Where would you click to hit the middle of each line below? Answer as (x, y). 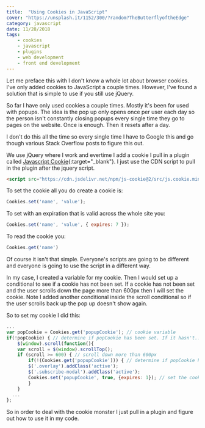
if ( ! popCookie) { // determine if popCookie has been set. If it (91, 338)
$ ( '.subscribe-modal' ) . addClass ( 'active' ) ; (84, 372)
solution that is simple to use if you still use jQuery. (70, 93)
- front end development (49, 63)
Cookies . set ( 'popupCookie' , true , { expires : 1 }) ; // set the (108, 377)
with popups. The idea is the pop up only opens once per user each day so (101, 112)
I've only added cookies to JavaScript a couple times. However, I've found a (102, 87)
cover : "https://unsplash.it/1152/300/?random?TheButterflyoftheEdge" (98, 18)
